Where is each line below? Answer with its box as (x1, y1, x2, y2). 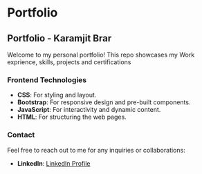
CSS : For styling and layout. (17, 91, 97, 99)
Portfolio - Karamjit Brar (7, 32, 112, 44)
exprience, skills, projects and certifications (7, 58, 131, 66)
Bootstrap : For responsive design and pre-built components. (17, 98, 191, 106)
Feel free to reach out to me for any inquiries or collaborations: (7, 146, 185, 154)
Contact (7, 130, 35, 139)
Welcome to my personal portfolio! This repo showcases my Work (7, 50, 195, 59)
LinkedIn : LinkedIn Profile (17, 159, 91, 167)
